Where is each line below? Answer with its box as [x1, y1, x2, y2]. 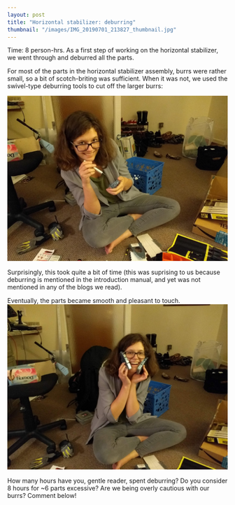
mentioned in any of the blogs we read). [7, 283, 122, 292]
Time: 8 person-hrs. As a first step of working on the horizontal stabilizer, [7, 46, 219, 55]
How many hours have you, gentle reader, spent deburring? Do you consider [7, 476, 228, 485]
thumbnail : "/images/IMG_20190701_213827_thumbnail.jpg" [7, 26, 177, 33]
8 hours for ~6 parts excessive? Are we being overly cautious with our [7, 484, 210, 492]
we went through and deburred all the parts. [7, 53, 134, 62]
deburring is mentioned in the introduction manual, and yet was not [7, 276, 201, 284]
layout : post [7, 11, 45, 18]
